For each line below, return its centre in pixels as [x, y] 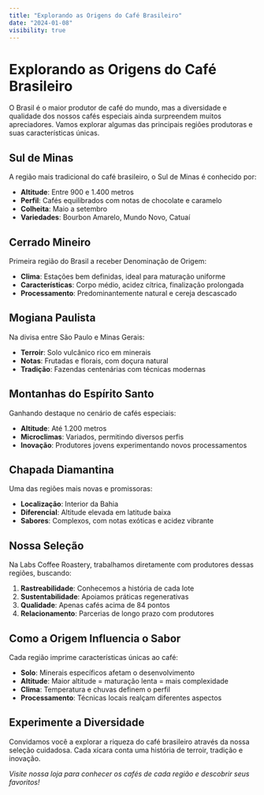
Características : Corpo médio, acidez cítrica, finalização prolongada [132, 284]
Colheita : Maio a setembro [64, 209]
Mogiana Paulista [52, 318]
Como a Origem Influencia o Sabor [95, 638]
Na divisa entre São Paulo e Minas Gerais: [77, 337]
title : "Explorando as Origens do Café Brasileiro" [95, 15]
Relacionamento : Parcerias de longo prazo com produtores [117, 613]
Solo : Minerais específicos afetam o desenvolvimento [108, 673]
